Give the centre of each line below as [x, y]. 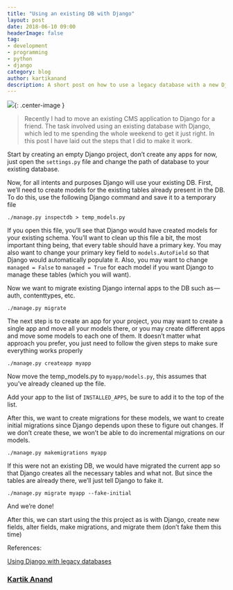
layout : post [26, 20]
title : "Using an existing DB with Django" [71, 14]
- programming [28, 53]
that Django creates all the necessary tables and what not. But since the [110, 473]
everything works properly [45, 351]
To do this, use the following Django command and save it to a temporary [112, 197]
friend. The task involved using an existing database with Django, [118, 126]
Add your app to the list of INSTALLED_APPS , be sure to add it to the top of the [116, 398]
